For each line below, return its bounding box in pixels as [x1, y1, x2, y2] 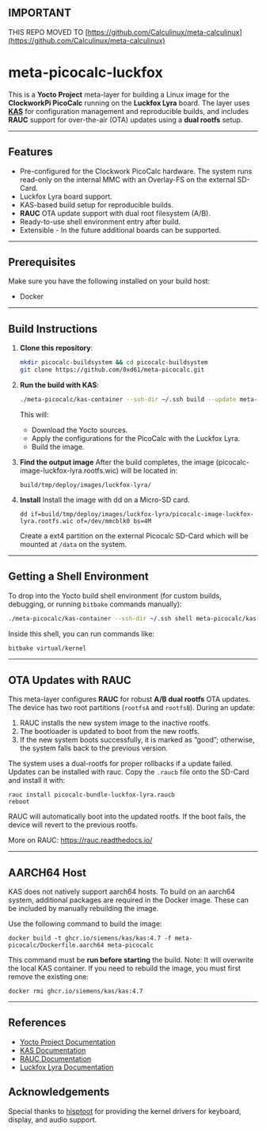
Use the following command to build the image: [8, 919, 162, 929]
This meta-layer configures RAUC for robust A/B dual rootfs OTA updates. [8, 694, 251, 704]
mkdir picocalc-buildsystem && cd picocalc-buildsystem [19, 359, 208, 367]
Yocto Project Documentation [19, 1037, 116, 1047]
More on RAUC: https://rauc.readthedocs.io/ [8, 835, 153, 845]
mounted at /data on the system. [19, 539, 127, 549]
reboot [8, 798, 30, 806]
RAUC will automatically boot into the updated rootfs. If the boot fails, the [8, 811, 246, 822]
